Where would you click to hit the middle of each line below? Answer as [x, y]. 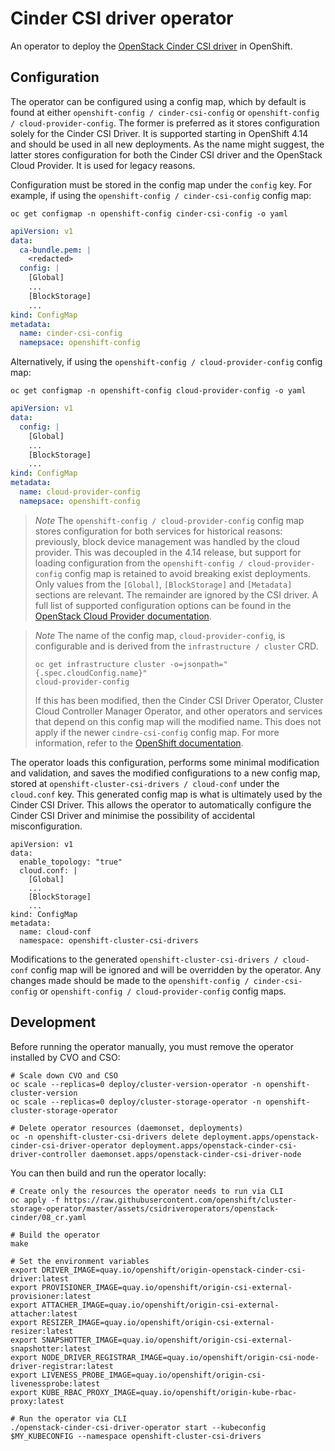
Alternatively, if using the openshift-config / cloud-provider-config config [166, 362]
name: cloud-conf [55, 932]
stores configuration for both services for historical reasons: [158, 531]
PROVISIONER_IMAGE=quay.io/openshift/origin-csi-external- [167, 1287]
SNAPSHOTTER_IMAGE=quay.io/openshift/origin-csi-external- [167, 1340]
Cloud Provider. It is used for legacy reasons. [103, 165]
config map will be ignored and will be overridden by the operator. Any [176, 969]
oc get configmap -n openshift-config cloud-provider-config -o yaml [158, 391]
